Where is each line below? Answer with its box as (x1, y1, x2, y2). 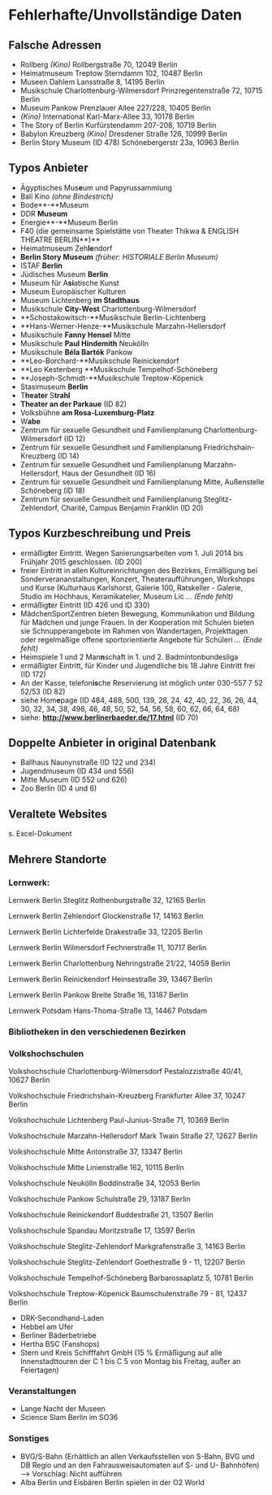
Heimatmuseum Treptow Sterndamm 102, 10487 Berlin (19, 68, 203, 78)
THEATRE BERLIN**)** (19, 235, 101, 244)
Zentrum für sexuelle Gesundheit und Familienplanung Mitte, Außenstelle (19, 476, 265, 486)
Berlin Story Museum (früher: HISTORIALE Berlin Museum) (19, 252, 219, 261)
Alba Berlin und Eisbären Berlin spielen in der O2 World (19, 1477, 205, 1487)
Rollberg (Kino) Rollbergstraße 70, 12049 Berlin (19, 59, 178, 69)
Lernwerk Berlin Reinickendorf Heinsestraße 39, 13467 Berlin (8, 974, 213, 984)
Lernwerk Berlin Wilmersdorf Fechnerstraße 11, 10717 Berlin (8, 942, 207, 952)
